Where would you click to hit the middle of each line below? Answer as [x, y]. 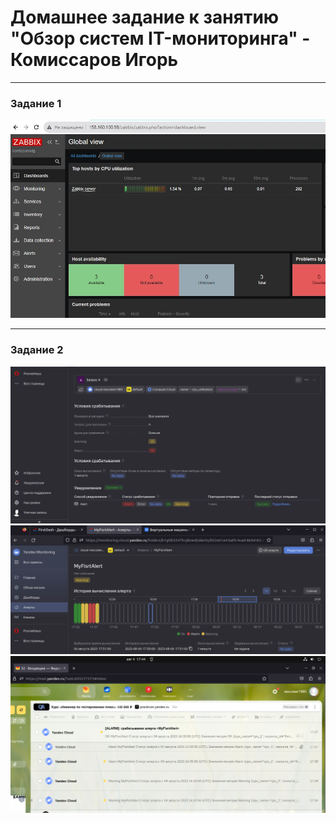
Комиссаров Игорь [94, 60]
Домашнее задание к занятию [145, 17]
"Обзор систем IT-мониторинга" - [160, 38]
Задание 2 [37, 350]
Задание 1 [36, 103]
